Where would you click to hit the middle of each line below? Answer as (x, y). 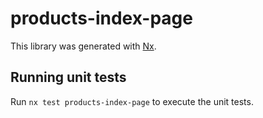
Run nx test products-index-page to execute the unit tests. (132, 101)
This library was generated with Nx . (83, 46)
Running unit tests (68, 77)
